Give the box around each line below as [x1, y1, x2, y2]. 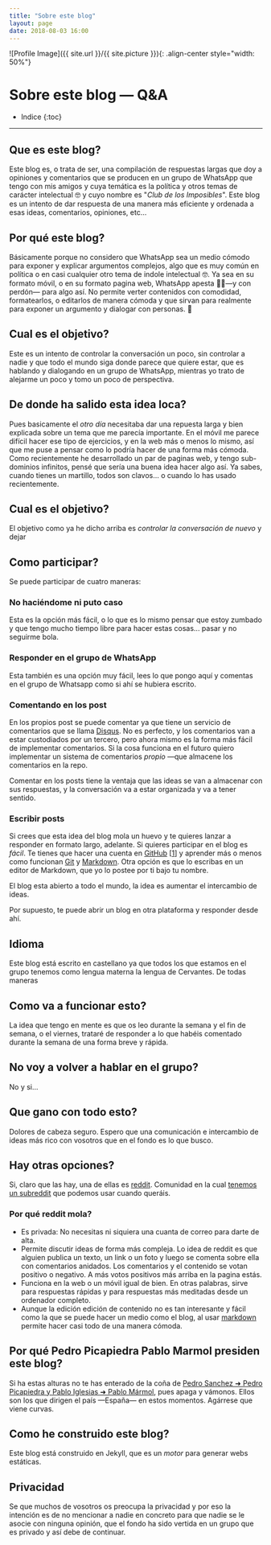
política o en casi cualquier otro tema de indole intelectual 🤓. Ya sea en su [9, 269, 254, 278]
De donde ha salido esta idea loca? [9, 398, 187, 411]
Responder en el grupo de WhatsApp [9, 653, 157, 664]
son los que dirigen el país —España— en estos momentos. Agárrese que [9, 1395, 253, 1405]
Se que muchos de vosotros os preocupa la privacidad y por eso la [9, 1502, 232, 1511]
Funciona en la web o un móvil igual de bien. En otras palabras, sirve [20, 1278, 248, 1287]
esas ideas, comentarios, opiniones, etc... [9, 208, 147, 217]
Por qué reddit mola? [9, 1209, 92, 1220]
